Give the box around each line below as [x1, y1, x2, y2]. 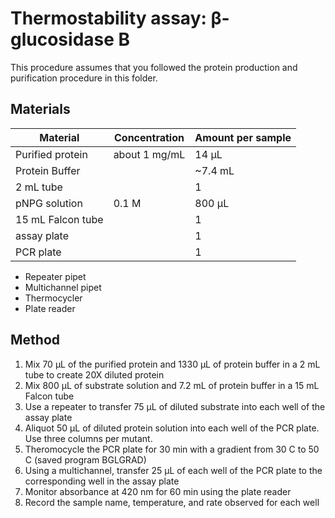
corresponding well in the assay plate [24, 475, 180, 487]
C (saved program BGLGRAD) [24, 453, 147, 466]
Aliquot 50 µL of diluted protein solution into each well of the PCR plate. [24, 422, 320, 434]
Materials [10, 101, 71, 118]
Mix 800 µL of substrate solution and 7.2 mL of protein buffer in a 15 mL [24, 379, 320, 391]
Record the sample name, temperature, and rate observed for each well [24, 496, 320, 508]
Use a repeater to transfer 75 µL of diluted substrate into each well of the [24, 400, 326, 412]
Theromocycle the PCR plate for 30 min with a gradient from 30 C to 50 [24, 443, 320, 455]
